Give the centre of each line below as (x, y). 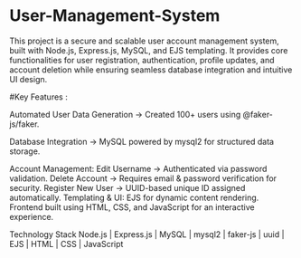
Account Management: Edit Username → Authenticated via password (138, 168)
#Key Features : (38, 97)
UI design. (28, 79)
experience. (32, 216)
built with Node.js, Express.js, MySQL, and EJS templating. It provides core (149, 50)
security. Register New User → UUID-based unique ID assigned (127, 187)
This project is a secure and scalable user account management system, (145, 41)
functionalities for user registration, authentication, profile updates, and (142, 60)
